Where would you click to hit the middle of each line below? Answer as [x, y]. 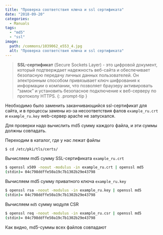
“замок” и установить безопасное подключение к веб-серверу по [87, 91]
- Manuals [19, 23]
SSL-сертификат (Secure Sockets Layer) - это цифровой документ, [87, 65]
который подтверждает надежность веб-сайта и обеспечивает [83, 70]
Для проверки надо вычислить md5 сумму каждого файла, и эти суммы [81, 125]
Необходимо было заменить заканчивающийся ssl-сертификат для [76, 105]
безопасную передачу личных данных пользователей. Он [78, 75]
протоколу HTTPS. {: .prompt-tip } [52, 96]
